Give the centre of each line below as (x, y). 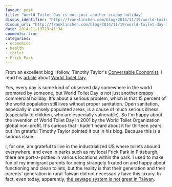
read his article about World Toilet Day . (46, 78)
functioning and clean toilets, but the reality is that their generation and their (85, 168)
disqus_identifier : (26, 19)
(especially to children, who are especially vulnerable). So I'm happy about (84, 115)
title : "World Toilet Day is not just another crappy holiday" (74, 15)
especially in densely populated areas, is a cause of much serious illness (82, 109)
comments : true (21, 34)
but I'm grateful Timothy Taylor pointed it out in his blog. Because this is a (83, 131)
